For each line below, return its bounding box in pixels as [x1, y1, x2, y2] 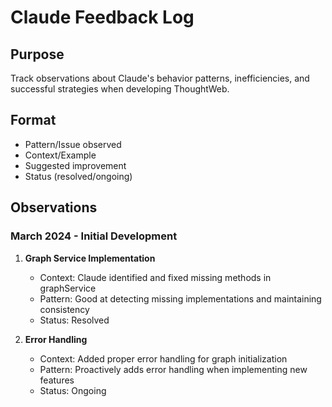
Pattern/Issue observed [24, 138, 122, 150]
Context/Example [24, 149, 97, 161]
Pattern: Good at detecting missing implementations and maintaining [39, 292, 322, 305]
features [39, 374, 75, 386]
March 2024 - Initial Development [10, 229, 178, 243]
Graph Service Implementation [24, 252, 156, 264]
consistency [39, 303, 90, 315]
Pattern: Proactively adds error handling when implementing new [39, 363, 308, 375]
